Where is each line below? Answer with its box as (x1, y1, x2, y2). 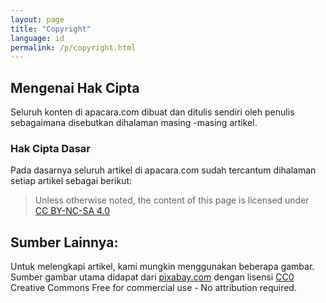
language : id (10, 33, 65, 43)
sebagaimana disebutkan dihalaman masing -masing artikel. (10, 117, 258, 129)
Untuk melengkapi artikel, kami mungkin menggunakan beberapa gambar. (10, 261, 315, 273)
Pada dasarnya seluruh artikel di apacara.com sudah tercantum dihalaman (10, 164, 317, 176)
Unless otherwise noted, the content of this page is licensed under (34, 194, 310, 206)
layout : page (10, 14, 65, 25)
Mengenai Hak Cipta (10, 79, 140, 96)
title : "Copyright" (10, 24, 92, 34)
